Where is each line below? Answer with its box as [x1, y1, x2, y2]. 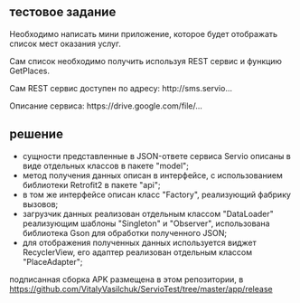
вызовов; [22, 198, 59, 209]
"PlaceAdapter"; [22, 256, 83, 267]
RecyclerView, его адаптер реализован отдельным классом [22, 246, 253, 258]
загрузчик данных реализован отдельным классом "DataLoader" [22, 208, 274, 219]
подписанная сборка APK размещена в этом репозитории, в [9, 273, 244, 285]
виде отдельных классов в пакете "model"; [22, 160, 190, 171]
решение [9, 127, 63, 142]
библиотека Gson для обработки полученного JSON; [22, 227, 228, 238]
